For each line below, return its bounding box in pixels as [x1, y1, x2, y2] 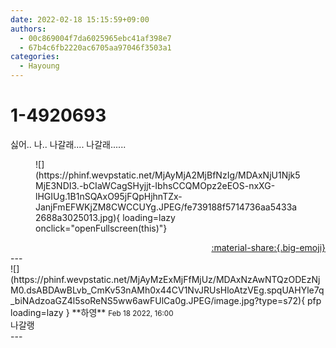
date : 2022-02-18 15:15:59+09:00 [10, 14, 150, 25]
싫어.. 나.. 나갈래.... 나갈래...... [10, 138, 127, 150]
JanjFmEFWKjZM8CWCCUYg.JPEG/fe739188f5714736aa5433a [35, 201, 298, 213]
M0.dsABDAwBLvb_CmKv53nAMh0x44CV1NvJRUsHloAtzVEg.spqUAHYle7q [10, 284, 325, 296]
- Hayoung [19, 61, 60, 71]
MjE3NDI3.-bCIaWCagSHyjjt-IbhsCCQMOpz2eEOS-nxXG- [35, 179, 276, 191]
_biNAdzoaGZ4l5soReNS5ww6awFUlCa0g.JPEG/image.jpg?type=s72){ [10, 294, 306, 306]
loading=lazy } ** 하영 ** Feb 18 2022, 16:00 [10, 306, 174, 318]
